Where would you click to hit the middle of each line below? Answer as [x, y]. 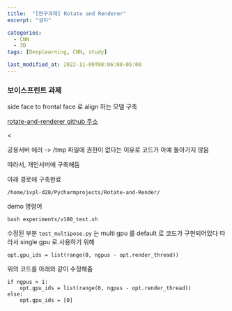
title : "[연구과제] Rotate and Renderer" [67, 14]
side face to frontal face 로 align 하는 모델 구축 [72, 107]
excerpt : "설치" [29, 20]
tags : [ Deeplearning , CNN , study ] [57, 52]
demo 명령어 [25, 207]
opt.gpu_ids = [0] [46, 301]
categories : [24, 33]
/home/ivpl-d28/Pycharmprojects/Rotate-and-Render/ [84, 193]
